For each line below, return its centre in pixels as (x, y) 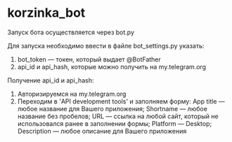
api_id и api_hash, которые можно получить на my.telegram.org (111, 66)
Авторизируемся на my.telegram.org (72, 94)
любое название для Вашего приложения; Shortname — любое (112, 108)
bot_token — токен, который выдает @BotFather (89, 59)
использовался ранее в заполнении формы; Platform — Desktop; (115, 123)
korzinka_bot (46, 13)
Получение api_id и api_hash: (51, 80)
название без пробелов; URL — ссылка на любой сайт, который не (118, 116)
